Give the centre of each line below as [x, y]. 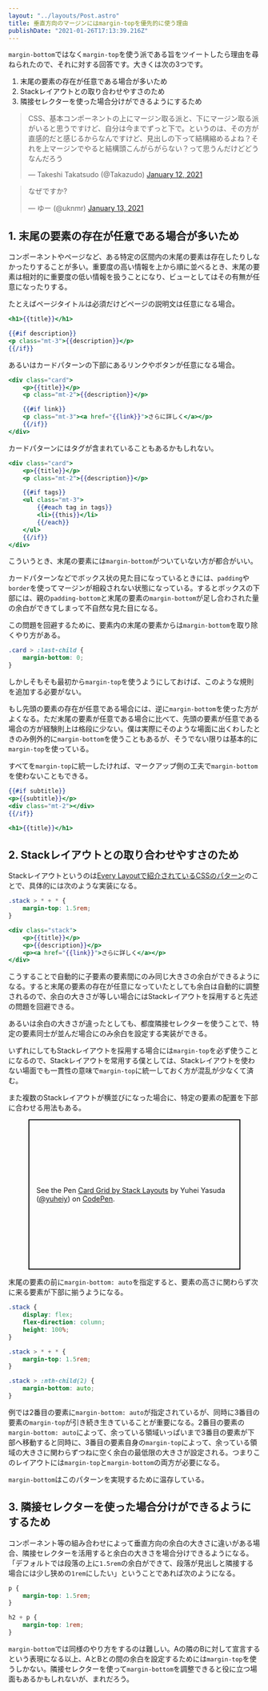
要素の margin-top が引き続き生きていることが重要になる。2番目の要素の [127, 1422]
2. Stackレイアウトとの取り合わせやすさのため [124, 855]
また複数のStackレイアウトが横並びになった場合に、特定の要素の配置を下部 [133, 1098]
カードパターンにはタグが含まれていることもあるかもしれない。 [113, 448]
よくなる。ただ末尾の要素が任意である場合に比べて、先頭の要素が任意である [134, 719]
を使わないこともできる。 [50, 776]
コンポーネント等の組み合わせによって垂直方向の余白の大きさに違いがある [131, 1543]
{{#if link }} [44, 410]
